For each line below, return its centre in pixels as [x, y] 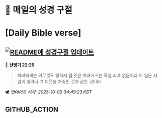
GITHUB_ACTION [32, 109]
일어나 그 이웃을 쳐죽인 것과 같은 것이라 [64, 82]
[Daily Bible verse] [43, 33]
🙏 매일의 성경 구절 [39, 10]
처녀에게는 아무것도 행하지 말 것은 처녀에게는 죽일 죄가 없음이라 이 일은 [84, 75]
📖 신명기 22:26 [20, 65]
